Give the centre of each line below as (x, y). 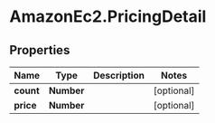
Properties (40, 50)
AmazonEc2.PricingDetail (108, 17)
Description (119, 76)
